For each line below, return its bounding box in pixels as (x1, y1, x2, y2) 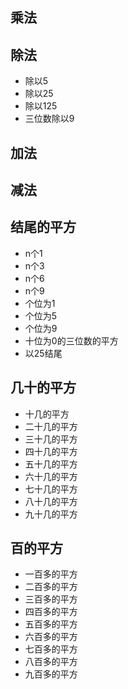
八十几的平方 (24, 495, 78, 507)
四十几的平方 (24, 445, 78, 457)
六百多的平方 (24, 631, 78, 643)
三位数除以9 (24, 113, 75, 125)
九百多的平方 (24, 668, 78, 680)
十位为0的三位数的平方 (24, 334, 119, 347)
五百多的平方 (24, 618, 78, 630)
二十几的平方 (24, 420, 78, 432)
